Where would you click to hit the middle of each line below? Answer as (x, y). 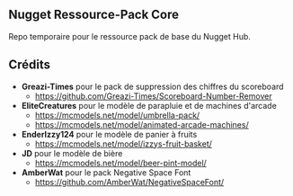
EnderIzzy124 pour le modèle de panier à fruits (109, 134)
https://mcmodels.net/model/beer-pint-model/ (121, 163)
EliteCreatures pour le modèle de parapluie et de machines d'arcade (149, 105)
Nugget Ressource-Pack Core (94, 15)
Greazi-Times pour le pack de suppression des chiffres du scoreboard (152, 86)
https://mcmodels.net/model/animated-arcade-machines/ (142, 124)
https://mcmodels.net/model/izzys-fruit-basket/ (124, 144)
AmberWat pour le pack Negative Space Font (106, 172)
